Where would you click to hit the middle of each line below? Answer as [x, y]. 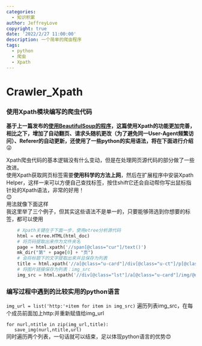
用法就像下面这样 [27, 204]
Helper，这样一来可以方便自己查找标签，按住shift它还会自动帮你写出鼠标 [96, 182]
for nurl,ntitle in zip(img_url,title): [58, 325]
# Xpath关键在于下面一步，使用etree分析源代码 [69, 230]
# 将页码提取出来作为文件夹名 [49, 241]
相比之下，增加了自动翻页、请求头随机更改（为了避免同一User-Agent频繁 [97, 133]
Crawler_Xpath [44, 92]
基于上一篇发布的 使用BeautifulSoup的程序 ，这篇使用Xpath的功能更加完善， [101, 126]
